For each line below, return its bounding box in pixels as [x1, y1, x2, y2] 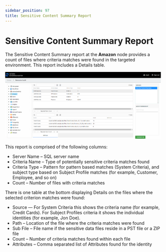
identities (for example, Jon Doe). [12, 215, 81, 221]
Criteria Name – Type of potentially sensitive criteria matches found [12, 159, 150, 165]
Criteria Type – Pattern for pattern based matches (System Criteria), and [12, 164, 160, 170]
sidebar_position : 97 [5, 8, 50, 13]
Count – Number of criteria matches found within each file [12, 236, 131, 242]
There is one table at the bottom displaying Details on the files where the [5, 189, 153, 195]
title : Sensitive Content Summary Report [5, 13, 92, 18]
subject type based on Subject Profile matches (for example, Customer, [12, 169, 158, 175]
